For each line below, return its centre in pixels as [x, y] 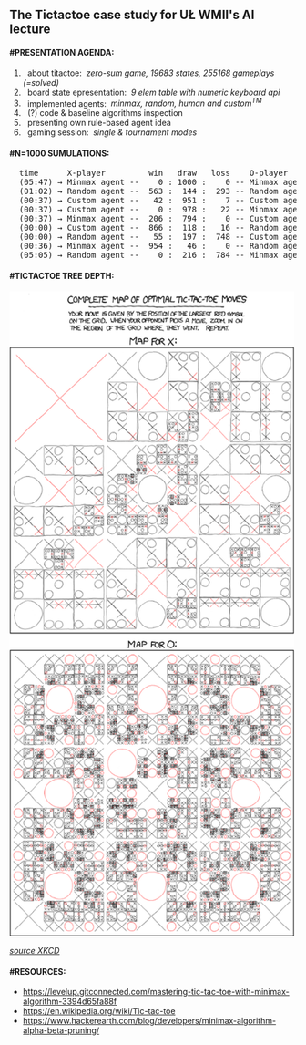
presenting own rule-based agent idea [99, 123]
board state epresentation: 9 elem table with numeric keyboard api [153, 92]
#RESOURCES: [38, 971]
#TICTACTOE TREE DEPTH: [62, 276]
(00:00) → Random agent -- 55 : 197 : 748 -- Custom [149, 237]
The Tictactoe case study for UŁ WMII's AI [132, 15]
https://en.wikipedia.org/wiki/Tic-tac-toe [99, 1011]
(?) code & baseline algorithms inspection [105, 113]
